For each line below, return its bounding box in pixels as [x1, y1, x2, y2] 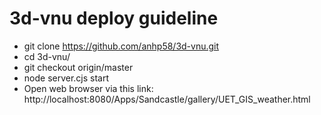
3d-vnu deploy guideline [9, 7, 219, 30]
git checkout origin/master [23, 61, 134, 73]
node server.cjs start [23, 72, 110, 84]
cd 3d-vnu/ [23, 50, 71, 62]
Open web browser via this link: [23, 82, 154, 94]
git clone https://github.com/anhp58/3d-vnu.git [23, 40, 220, 52]
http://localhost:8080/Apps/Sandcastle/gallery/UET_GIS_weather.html [23, 93, 311, 105]
